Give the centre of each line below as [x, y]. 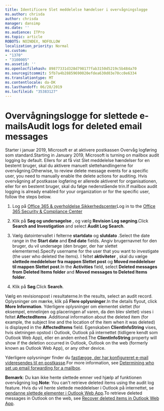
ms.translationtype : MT [29, 78]
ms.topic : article [24, 37]
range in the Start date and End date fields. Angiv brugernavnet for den [85, 241]
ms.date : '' [17, 28]
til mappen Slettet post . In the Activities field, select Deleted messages [85, 267]
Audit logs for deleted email [84, 126]
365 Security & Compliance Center [47, 211]
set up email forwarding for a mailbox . [43, 368]
